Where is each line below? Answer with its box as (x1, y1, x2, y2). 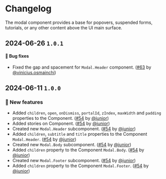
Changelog (5, 3, 52, 14)
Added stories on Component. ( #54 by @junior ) (12, 120, 110, 127)
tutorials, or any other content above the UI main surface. (5, 24, 123, 30)
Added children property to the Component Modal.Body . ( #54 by (12, 147, 145, 153)
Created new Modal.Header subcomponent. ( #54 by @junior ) (12, 126, 136, 132)
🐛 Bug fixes (5, 53, 29, 59)
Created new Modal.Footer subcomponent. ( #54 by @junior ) (12, 158, 136, 164)
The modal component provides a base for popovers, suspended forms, (5, 19, 153, 25)
